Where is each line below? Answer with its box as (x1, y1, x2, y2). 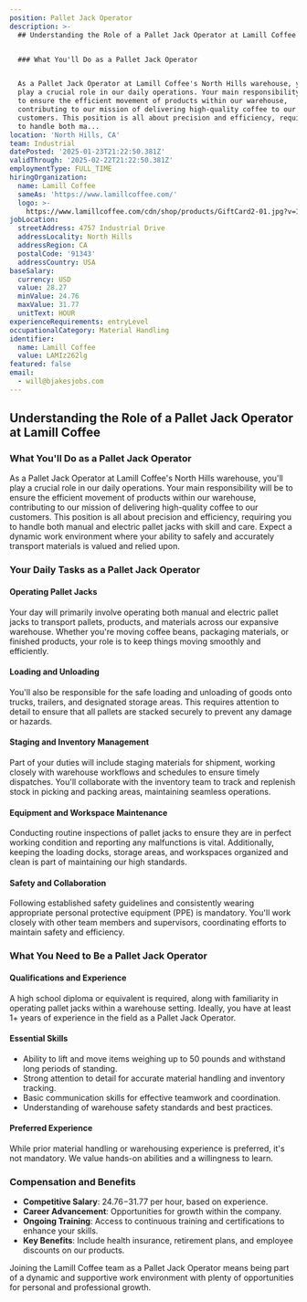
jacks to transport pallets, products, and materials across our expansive (9, 616, 279, 627)
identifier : (9, 334, 55, 344)
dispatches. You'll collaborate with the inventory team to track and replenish (9, 776, 296, 787)
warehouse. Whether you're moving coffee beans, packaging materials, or (9, 626, 290, 637)
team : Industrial (9, 139, 76, 148)
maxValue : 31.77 (17, 301, 79, 310)
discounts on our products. (22, 1244, 125, 1256)
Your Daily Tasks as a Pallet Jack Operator (9, 564, 201, 577)
